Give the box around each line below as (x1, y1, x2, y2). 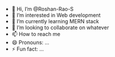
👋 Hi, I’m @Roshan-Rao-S (11, 6, 74, 12)
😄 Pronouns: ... (11, 39, 50, 46)
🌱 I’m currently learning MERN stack (11, 18, 99, 24)
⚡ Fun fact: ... (11, 45, 44, 52)
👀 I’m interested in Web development (11, 12, 101, 19)
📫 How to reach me (11, 31, 60, 37)
